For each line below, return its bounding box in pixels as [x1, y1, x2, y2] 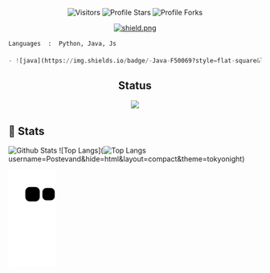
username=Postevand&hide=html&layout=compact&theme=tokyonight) [8, 154, 245, 164]
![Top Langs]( [59, 145, 104, 156]
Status [117, 79, 153, 92]
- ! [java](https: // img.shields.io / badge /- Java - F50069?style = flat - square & [8, 56, 261, 64]
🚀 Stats [8, 124, 45, 138]
